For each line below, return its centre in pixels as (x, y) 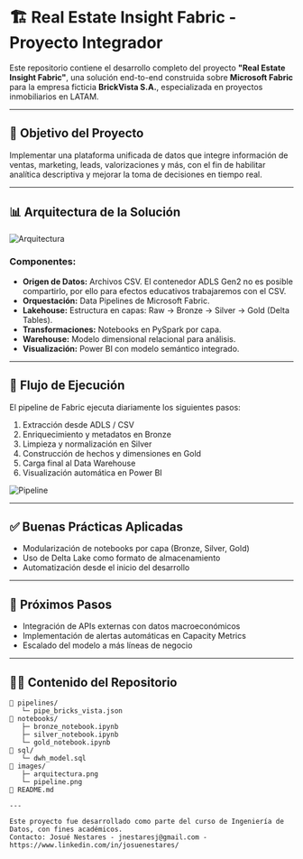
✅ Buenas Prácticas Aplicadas (96, 527)
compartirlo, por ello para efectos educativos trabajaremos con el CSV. (154, 291)
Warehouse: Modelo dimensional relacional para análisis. (129, 338)
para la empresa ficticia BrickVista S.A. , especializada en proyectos (136, 87)
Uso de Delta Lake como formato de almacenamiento (121, 558)
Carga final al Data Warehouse (79, 463)
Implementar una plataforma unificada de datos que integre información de (149, 155)
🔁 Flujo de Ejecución (67, 386)
